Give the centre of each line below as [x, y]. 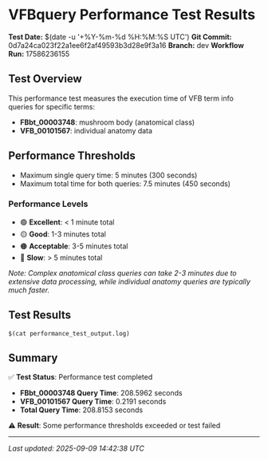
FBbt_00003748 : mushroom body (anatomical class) [107, 122]
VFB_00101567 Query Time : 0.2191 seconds [93, 402]
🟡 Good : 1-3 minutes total [63, 234]
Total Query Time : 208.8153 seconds [81, 410]
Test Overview [45, 79]
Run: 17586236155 [39, 54]
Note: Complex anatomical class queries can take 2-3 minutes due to [122, 272]
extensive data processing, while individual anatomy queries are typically [130, 281]
